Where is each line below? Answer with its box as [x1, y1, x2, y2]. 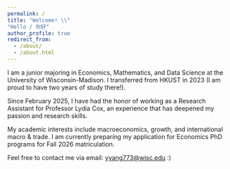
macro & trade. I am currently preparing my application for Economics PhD [7, 132, 223, 140]
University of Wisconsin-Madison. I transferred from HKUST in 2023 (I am [7, 75, 221, 84]
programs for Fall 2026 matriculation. [7, 140, 115, 148]
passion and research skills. [7, 111, 88, 119]
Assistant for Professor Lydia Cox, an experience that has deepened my [7, 104, 215, 112]
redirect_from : [7, 36, 52, 43]
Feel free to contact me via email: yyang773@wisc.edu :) [7, 153, 172, 161]
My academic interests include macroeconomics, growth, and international [7, 125, 223, 133]
